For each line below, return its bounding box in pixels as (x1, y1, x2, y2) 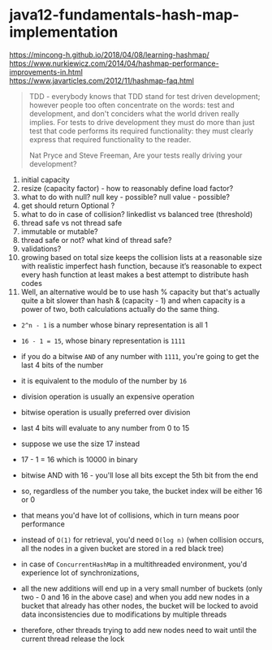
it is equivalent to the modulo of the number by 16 (20, 375, 188, 385)
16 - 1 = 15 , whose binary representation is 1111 (20, 336, 186, 345)
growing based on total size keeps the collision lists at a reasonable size (20, 252, 262, 262)
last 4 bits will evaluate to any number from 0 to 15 (20, 422, 190, 432)
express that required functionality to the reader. (28, 134, 192, 144)
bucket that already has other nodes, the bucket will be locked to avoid (20, 600, 258, 610)
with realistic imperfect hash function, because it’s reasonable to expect (20, 261, 262, 271)
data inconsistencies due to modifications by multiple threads (20, 609, 227, 619)
